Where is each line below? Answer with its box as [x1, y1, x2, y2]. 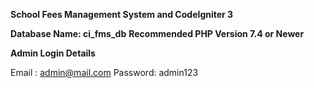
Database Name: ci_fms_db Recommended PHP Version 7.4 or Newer [10, 28, 305, 39]
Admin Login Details [10, 47, 96, 59]
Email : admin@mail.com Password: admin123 [10, 67, 199, 78]
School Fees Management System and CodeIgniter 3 [10, 9, 234, 20]
